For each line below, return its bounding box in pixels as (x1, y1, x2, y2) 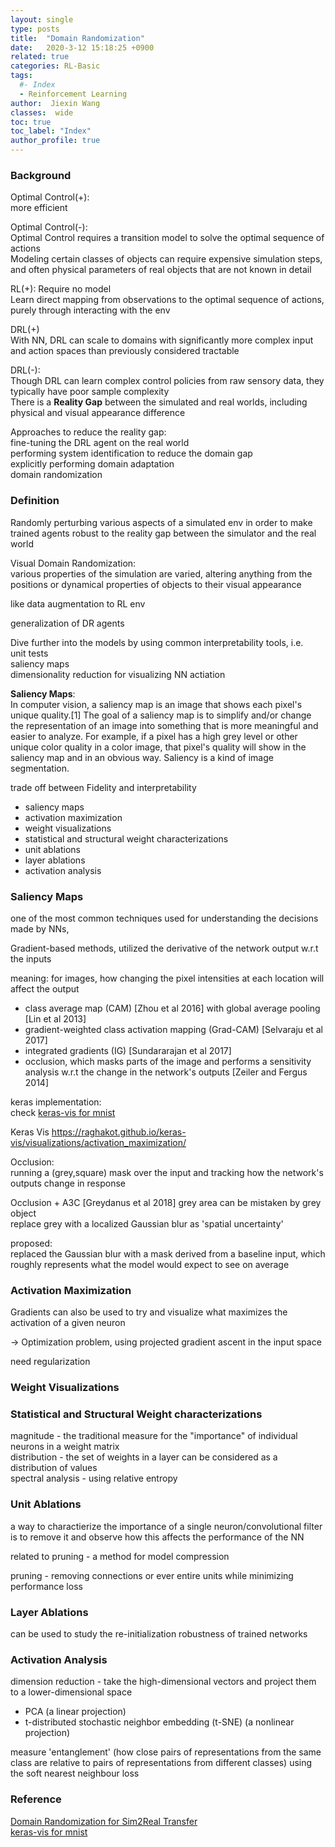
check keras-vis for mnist (10, 1106, 116, 1118)
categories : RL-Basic (10, 61, 101, 71)
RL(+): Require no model (10, 283, 112, 295)
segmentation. (10, 762, 70, 774)
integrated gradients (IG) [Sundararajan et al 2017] (24, 1044, 232, 1056)
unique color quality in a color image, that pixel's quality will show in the (10, 741, 307, 753)
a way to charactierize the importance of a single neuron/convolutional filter (10, 1520, 323, 1532)
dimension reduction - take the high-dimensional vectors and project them (10, 1676, 317, 1688)
